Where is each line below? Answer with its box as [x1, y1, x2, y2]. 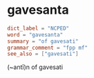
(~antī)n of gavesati [7, 63, 64, 71]
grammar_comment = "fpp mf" [7, 44, 88, 51]
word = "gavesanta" [7, 31, 64, 38]
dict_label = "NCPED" [7, 25, 70, 32]
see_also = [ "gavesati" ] [7, 50, 79, 57]
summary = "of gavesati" [7, 37, 79, 45]
